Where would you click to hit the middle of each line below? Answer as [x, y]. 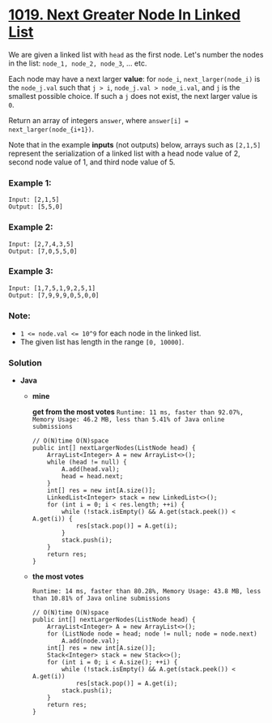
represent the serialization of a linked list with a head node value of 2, [124, 153]
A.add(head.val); [90, 469]
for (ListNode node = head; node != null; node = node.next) [152, 634]
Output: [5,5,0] [36, 207]
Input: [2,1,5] [34, 200]
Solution [25, 363]
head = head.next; [92, 477]
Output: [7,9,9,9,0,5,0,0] [54, 295]
